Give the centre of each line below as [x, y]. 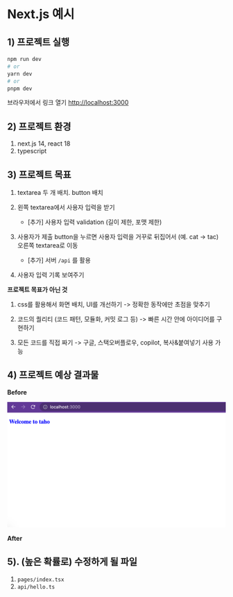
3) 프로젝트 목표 [39, 174]
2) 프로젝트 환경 [39, 127]
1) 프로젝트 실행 [38, 42]
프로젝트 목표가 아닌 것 [37, 289]
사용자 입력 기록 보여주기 [51, 275]
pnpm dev [20, 88]
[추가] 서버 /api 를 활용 [59, 260]
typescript [32, 151]
